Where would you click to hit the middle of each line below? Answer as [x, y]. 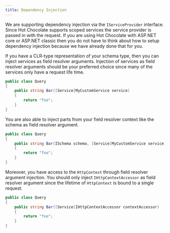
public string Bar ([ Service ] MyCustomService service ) [72, 91]
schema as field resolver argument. [42, 124]
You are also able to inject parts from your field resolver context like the [80, 119]
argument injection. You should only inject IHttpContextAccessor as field [80, 177]
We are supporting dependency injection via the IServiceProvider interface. [84, 24]
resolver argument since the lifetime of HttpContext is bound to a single [80, 183]
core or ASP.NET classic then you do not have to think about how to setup [82, 41]
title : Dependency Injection [36, 10]
